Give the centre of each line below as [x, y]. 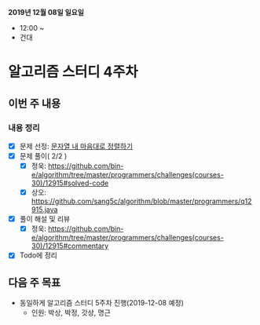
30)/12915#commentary [70, 246]
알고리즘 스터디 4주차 [73, 72]
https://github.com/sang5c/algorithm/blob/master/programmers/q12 [142, 201]
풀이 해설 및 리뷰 [45, 219]
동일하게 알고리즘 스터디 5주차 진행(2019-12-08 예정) [102, 303]
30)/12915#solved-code [70, 183]
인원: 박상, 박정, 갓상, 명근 [71, 312]
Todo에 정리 [38, 255]
